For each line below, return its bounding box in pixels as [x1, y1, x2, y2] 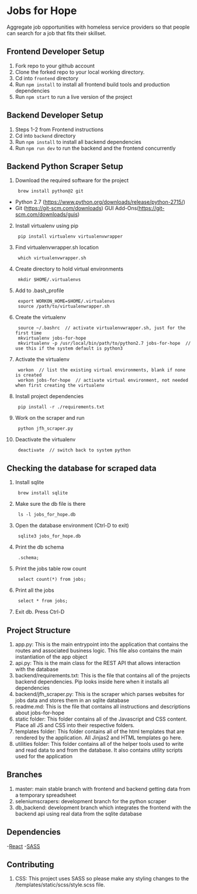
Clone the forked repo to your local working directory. [15, 68, 145, 76]
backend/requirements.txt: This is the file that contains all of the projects [15, 672, 191, 679]
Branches [6, 770, 43, 780]
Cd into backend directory [15, 132, 76, 139]
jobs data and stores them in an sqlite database [15, 697, 130, 704]
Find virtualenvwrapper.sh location [15, 244, 99, 251]
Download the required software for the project [15, 177, 129, 184]
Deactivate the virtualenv [15, 436, 76, 443]
